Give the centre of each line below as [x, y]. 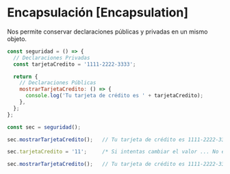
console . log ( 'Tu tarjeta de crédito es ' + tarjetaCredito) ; [114, 96]
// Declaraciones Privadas [52, 58]
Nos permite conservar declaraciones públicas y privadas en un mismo [107, 32]
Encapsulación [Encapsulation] [98, 13]
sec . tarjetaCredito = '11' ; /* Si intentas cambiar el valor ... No [113, 152]
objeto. [17, 38]
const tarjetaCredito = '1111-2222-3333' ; [75, 64]
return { [26, 77]
